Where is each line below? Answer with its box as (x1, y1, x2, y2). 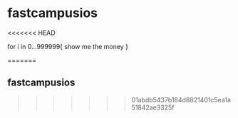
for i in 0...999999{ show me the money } (7, 42, 128, 50)
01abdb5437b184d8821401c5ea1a (131, 95, 232, 104)
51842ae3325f (131, 103, 175, 112)
